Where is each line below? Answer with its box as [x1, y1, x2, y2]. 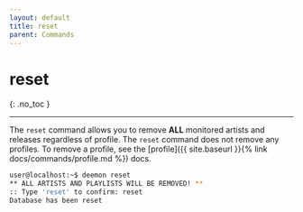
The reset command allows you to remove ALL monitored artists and [9, 124, 265, 135]
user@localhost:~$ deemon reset [9, 171, 131, 180]
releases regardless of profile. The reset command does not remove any [9, 134, 280, 145]
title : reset [9, 22, 59, 31]
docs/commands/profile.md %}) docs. [9, 153, 151, 164]
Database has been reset [9, 196, 103, 205]
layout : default [9, 13, 70, 23]
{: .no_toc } [9, 98, 50, 109]
